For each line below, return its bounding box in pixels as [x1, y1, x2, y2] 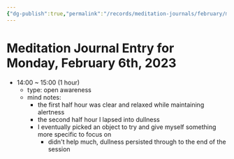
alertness [37, 107, 65, 116]
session [47, 144, 71, 153]
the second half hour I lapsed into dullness [37, 115, 160, 123]
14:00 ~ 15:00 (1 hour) [16, 78, 80, 86]
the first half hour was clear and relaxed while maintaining [37, 100, 205, 109]
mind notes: [27, 93, 61, 101]
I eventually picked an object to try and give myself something [37, 123, 217, 131]
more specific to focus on [37, 130, 112, 138]
